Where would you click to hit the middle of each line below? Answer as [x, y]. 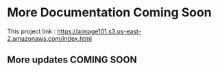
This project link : [32, 31]
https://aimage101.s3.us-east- [99, 31]
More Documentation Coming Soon [109, 13]
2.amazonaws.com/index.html [50, 38]
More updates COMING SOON [72, 60]
